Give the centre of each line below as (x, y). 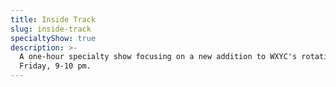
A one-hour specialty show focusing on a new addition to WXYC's (158, 57)
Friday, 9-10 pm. (55, 66)
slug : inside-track (51, 29)
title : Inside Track (53, 19)
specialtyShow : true (53, 38)
